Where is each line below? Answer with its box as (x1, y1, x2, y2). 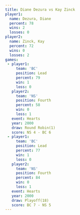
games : (5, 57, 19, 62)
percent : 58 (16, 103, 40, 107)
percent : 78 (9, 21, 34, 26)
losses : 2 (9, 52, 29, 58)
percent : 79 (16, 75, 40, 80)
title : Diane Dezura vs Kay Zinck (5, 7, 76, 12)
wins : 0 (9, 48, 25, 53)
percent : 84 (16, 175, 40, 180)
